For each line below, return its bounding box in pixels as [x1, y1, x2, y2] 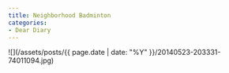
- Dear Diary [8, 26, 51, 34]
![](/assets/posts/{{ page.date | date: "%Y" [8, 48, 148, 57]
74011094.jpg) [8, 56, 54, 65]
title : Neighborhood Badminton [8, 11, 111, 20]
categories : [8, 19, 47, 27]
